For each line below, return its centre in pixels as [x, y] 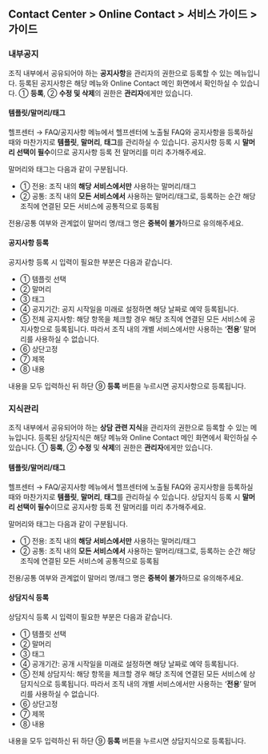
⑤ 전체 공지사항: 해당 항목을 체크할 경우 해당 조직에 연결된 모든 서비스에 [133, 319]
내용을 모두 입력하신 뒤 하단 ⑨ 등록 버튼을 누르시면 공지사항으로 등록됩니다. [127, 386]
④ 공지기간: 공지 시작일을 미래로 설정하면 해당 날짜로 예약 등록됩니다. [129, 309]
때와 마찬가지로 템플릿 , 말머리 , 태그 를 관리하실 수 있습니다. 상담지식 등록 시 [124, 497]
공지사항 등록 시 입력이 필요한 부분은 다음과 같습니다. [90, 262]
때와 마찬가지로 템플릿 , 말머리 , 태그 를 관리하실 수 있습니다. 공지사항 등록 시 [124, 142]
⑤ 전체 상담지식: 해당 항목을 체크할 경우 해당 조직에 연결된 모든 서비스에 [133, 673]
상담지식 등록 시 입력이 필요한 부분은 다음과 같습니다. [90, 616]
